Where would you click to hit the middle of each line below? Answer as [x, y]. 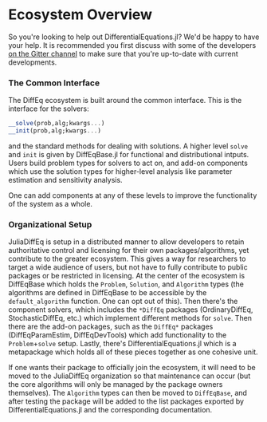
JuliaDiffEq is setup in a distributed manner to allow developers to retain [126, 242]
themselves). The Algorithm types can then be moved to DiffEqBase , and [128, 393]
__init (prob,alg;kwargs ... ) [55, 131]
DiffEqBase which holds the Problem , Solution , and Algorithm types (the [126, 284]
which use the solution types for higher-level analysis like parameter [120, 171]
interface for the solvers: [49, 108]
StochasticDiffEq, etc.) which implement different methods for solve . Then [130, 318]
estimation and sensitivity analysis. [65, 179]
